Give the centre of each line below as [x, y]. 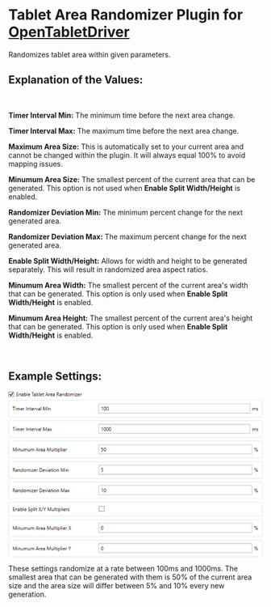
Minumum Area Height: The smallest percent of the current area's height [131, 318]
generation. [27, 594]
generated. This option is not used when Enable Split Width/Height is [124, 188]
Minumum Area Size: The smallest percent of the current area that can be [132, 179]
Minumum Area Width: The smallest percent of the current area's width [128, 285]
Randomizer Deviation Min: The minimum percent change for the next [126, 212]
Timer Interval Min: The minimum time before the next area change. [122, 115]
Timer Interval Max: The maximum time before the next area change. [124, 130]
